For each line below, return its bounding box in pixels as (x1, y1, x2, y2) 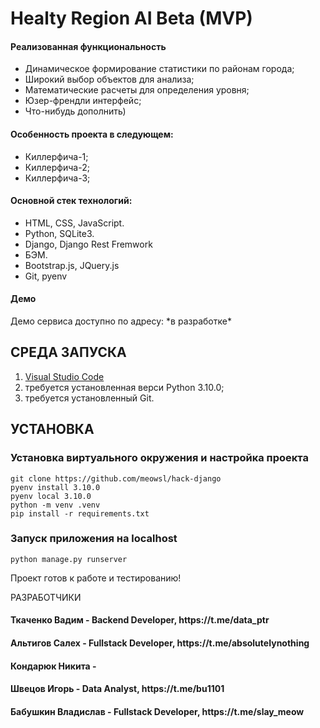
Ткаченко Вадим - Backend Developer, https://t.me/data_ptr (10, 614, 270, 626)
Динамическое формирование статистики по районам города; (24, 63, 295, 75)
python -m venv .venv (10, 500, 101, 510)
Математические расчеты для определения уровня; (24, 84, 250, 96)
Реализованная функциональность (10, 40, 167, 52)
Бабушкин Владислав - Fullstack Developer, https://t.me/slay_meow (10, 705, 305, 717)
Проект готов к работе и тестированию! (10, 572, 182, 584)
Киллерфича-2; (24, 161, 90, 173)
